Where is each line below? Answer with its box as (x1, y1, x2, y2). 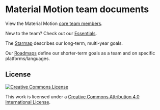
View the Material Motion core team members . (5, 20, 103, 26)
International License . (5, 99, 51, 105)
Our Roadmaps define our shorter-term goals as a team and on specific (5, 50, 155, 56)
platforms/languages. (5, 55, 50, 62)
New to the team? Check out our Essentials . (5, 30, 97, 36)
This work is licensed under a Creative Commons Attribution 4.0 (5, 93, 140, 100)
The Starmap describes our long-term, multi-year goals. (5, 40, 123, 46)
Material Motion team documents (5, 4, 149, 15)
